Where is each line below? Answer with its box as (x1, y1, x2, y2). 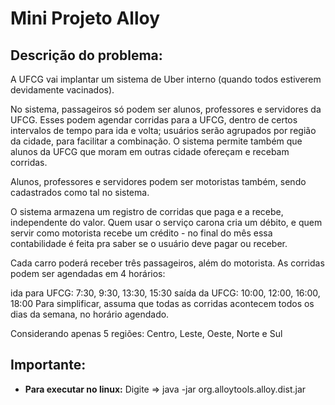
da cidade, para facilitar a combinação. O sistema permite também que (10, 135, 303, 147)
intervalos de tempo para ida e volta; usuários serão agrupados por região (10, 125, 317, 136)
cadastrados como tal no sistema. (10, 187, 150, 198)
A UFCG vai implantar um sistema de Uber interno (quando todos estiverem (10, 73, 322, 85)
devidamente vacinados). (10, 84, 115, 96)
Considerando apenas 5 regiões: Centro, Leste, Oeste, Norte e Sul (10, 328, 283, 339)
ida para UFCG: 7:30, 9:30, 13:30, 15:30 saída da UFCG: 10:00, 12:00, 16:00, (10, 287, 321, 299)
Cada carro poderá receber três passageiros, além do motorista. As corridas (10, 257, 325, 269)
